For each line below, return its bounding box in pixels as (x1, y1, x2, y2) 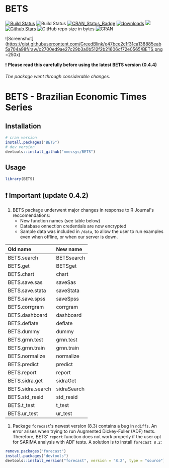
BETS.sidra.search (8, 385, 51, 392)
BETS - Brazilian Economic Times (5, 91, 147, 102)
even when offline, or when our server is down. (20, 233, 118, 240)
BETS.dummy (8, 328, 40, 335)
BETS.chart (8, 270, 35, 277)
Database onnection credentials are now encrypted (20, 223, 127, 229)
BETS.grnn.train (8, 344, 45, 351)
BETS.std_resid (8, 393, 44, 400)
